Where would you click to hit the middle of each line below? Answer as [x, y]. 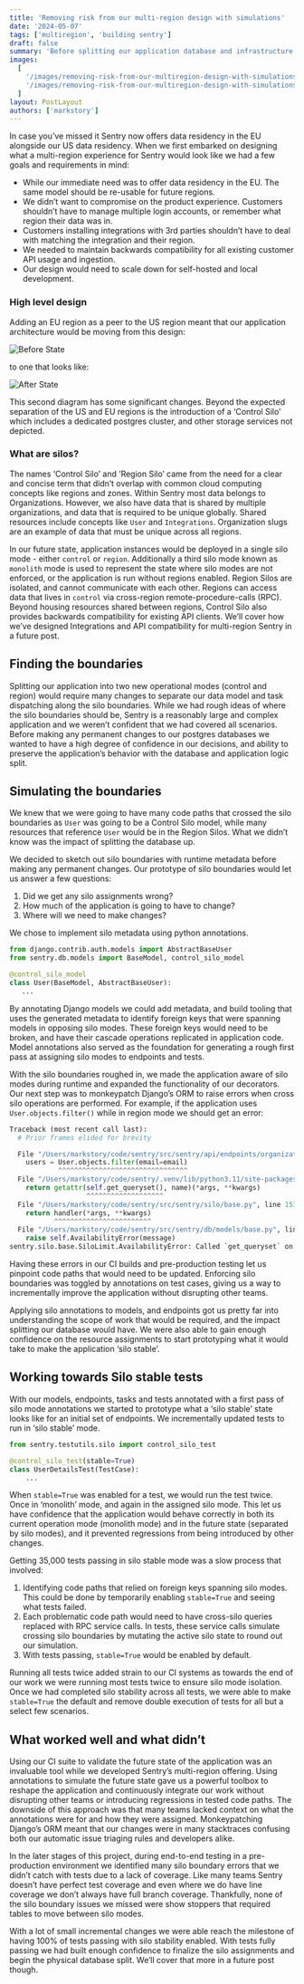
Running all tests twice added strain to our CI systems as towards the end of [152, 1673]
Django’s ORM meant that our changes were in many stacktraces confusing [150, 1829]
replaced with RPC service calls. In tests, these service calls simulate [151, 1626]
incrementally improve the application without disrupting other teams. [139, 1293]
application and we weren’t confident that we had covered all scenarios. [143, 724]
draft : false [34, 43]
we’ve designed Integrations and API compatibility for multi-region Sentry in [151, 626]
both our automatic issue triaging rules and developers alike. [122, 1838]
